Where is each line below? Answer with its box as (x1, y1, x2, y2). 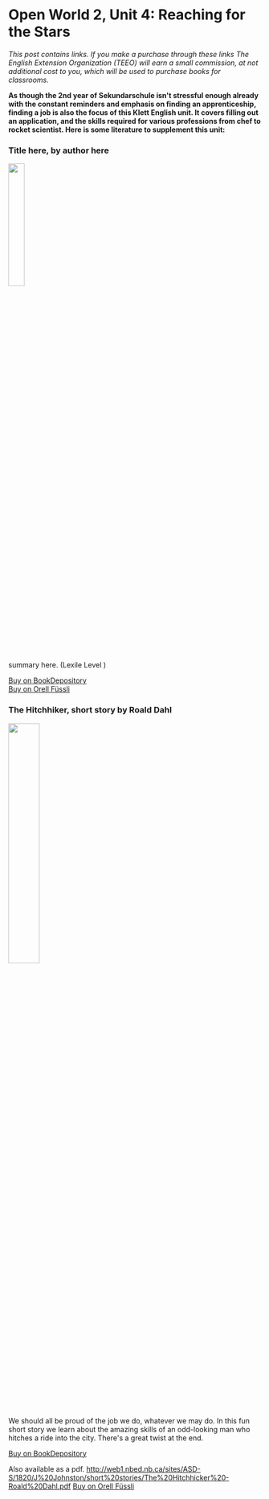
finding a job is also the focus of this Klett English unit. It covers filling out (8, 107, 259, 117)
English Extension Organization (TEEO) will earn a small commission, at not (8, 58, 259, 68)
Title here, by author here (8, 145, 110, 156)
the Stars (8, 23, 71, 41)
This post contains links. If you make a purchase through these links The (8, 49, 250, 59)
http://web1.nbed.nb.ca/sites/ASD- (86, 1464, 201, 1473)
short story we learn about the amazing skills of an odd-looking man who (8, 1424, 251, 1434)
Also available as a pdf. (8, 1464, 85, 1473)
